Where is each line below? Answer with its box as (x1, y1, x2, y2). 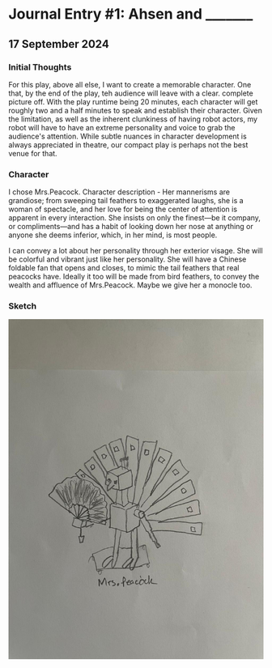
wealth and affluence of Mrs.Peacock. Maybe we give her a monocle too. (8, 280, 253, 290)
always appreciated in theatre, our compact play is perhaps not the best (8, 139, 249, 150)
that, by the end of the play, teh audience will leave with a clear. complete (8, 88, 253, 98)
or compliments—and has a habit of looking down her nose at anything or (8, 222, 253, 232)
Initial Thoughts (8, 62, 72, 73)
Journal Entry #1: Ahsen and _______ (8, 5, 253, 23)
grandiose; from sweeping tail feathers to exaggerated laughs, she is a (8, 196, 244, 206)
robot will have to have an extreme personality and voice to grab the (8, 122, 236, 132)
